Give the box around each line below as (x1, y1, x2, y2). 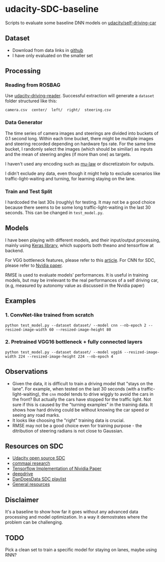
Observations (5, 367, 48, 376)
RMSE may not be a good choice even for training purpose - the (12, 422, 142, 428)
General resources (12, 482, 50, 487)
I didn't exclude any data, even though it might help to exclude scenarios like (5, 170, 161, 176)
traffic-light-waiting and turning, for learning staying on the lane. (5, 175, 136, 181)
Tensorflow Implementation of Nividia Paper (12, 466, 102, 472)
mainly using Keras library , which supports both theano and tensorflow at (5, 242, 154, 248)
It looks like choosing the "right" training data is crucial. (12, 417, 125, 423)
